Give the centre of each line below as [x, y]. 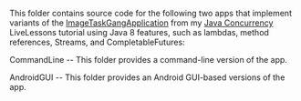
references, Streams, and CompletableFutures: [97, 42]
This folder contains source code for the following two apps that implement [150, 13]
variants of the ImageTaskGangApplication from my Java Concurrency [141, 23]
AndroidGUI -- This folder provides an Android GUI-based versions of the [147, 77]
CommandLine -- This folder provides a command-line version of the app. [148, 60]
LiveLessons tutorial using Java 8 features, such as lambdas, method [139, 32]
